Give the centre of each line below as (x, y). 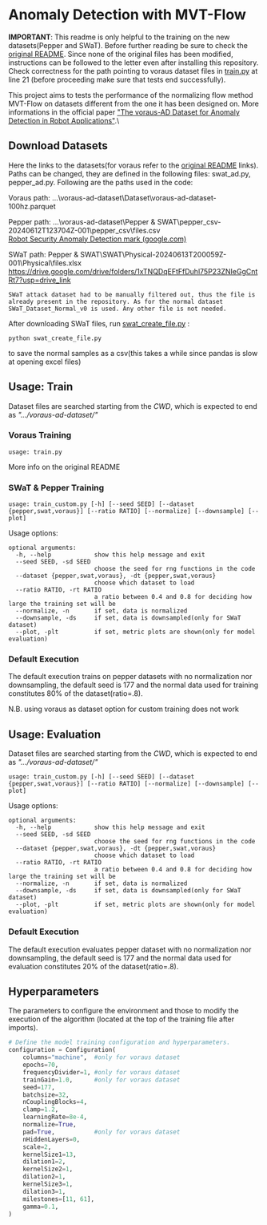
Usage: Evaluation (55, 734)
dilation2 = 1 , (44, 1177)
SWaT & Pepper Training (56, 487)
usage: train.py (35, 452)
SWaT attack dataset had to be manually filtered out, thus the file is (132, 294)
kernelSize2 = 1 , (48, 1169)
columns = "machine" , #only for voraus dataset (102, 1057)
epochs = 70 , (41, 1065)
